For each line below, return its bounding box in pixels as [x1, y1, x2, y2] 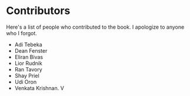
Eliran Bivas [14, 53, 43, 60]
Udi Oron [14, 78, 37, 85]
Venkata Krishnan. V [14, 84, 65, 91]
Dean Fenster [14, 47, 48, 54]
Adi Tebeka [14, 41, 42, 48]
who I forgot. [6, 29, 37, 36]
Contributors [6, 4, 71, 18]
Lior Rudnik [14, 60, 42, 67]
